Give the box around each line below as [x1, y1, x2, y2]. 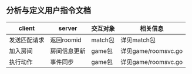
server [58, 24, 78, 32]
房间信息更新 [50, 46, 86, 55]
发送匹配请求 [9, 36, 45, 44]
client [18, 24, 35, 32]
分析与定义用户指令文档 [6, 5, 91, 16]
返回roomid [50, 36, 82, 44]
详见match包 [120, 36, 156, 44]
